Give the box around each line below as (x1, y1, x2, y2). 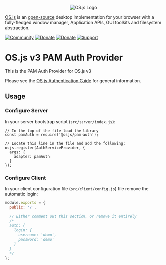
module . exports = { (5, 200, 46, 205)
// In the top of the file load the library (5, 128, 99, 133)
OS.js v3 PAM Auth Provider (5, 52, 123, 63)
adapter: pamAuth (14, 154, 50, 159)
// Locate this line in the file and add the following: (5, 141, 126, 146)
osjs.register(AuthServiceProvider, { (5, 145, 85, 150)
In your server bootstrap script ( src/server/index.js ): (5, 118, 116, 124)
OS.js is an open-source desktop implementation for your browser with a (5, 14, 154, 20)
